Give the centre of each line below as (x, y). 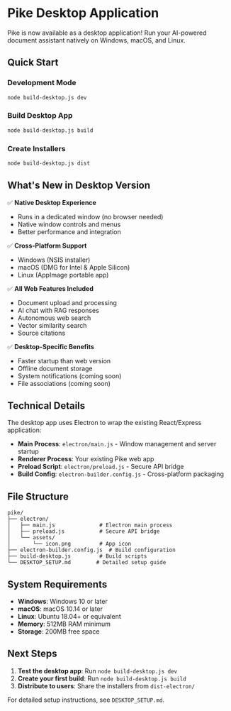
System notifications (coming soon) (69, 376)
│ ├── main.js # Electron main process (90, 525)
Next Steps (32, 654)
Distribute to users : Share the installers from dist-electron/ (106, 685)
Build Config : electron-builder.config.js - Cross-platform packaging (121, 474)
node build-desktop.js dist (49, 163)
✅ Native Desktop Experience (52, 202)
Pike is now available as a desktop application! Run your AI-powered (107, 33)
